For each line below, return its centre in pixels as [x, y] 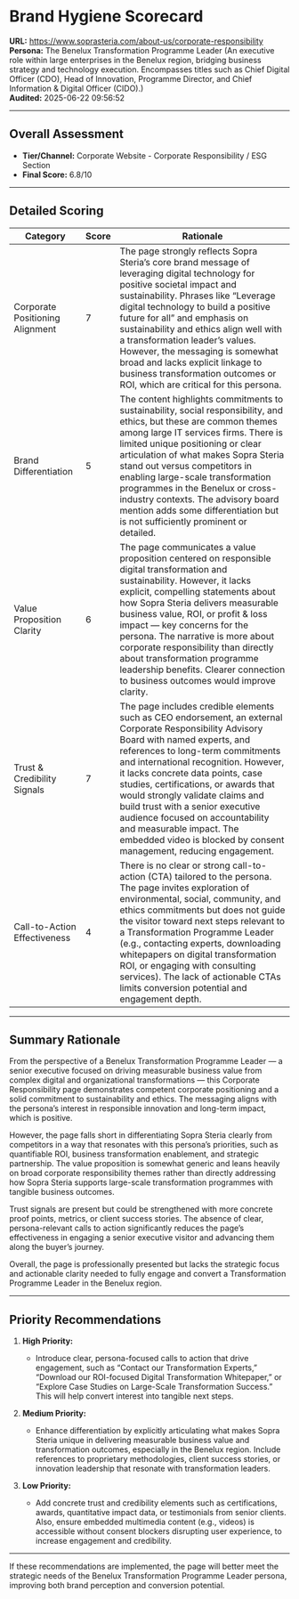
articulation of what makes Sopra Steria [202, 454]
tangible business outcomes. [62, 1192]
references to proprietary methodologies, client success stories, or [158, 1459]
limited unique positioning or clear [191, 443]
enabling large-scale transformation [195, 476]
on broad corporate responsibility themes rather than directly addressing [142, 1173]
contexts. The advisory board [218, 499]
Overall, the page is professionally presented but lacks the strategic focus [145, 1264]
